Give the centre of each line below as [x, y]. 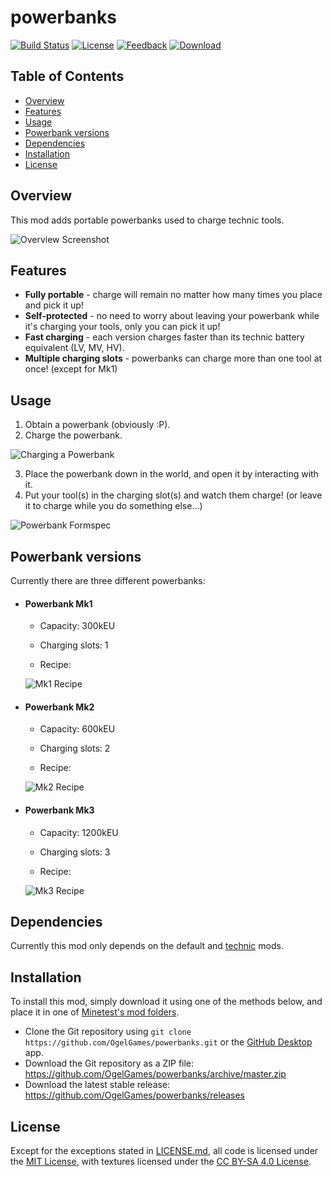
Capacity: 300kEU [77, 626]
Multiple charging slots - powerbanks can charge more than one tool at [173, 358]
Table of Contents [67, 76]
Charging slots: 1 [74, 645]
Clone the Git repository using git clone [108, 1032]
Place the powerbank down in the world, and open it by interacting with [171, 474]
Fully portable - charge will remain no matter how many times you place [173, 295]
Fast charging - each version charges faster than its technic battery [164, 337]
